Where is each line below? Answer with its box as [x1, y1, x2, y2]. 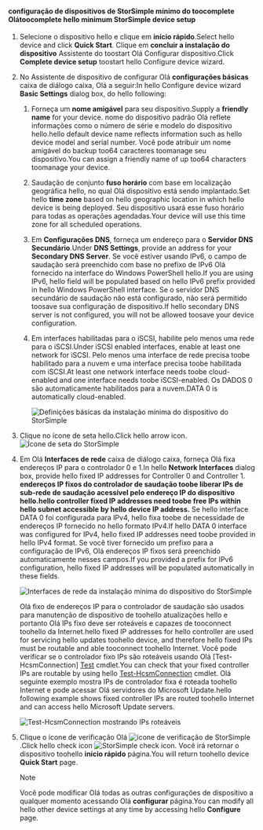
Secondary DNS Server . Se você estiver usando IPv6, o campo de [31, 252, 247, 261]
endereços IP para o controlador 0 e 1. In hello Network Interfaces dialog [19, 463, 255, 472]
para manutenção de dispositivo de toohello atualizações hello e [19, 610, 228, 620]
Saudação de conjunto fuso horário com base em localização [31, 178, 232, 188]
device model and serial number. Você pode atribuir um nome [31, 138, 232, 147]
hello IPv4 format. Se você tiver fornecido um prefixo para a [19, 538, 214, 548]
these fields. [19, 571, 60, 581]
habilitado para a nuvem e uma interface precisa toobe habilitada [31, 358, 242, 369]
